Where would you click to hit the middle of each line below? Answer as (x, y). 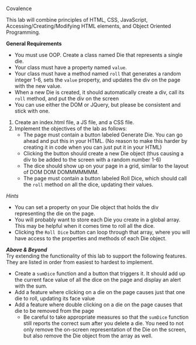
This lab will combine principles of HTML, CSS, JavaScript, (77, 20)
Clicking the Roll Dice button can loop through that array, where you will (102, 232)
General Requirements (34, 44)
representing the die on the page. (55, 214)
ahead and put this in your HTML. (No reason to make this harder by (105, 141)
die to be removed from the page (54, 311)
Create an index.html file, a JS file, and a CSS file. (74, 122)
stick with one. (32, 111)
